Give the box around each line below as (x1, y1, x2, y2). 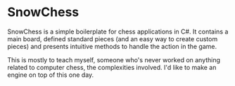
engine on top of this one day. (7, 71, 94, 79)
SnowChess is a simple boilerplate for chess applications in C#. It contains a (7, 27, 229, 36)
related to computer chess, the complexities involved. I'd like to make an (7, 63, 217, 71)
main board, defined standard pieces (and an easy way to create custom (7, 34, 218, 43)
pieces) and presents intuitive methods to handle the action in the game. (7, 42, 217, 50)
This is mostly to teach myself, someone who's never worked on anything (7, 55, 220, 64)
